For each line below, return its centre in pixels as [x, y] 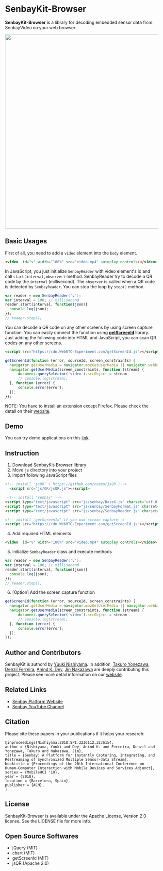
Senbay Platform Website [37, 701]
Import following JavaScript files [44, 475]
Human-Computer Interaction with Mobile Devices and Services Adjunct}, [80, 768]
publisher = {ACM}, [25, 785]
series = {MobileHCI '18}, [32, 772]
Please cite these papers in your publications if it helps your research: [75, 734]
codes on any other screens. [33, 343]
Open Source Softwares [42, 836]
